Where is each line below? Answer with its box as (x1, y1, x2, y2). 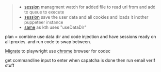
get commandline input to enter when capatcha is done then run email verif (5, 58, 156, 63)
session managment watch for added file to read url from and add (24, 4, 156, 10)
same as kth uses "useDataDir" (24, 24, 87, 30)
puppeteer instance (24, 19, 64, 25)
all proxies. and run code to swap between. (5, 39, 91, 45)
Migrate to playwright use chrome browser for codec (5, 48, 111, 54)
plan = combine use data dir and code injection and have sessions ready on (5, 34, 156, 39)
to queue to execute (24, 9, 64, 15)
